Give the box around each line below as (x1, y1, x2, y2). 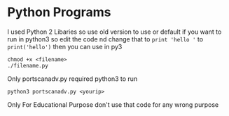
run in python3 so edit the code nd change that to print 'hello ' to (7, 34, 204, 43)
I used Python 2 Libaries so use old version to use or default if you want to (7, 27, 222, 36)
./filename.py (7, 62, 49, 69)
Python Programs (7, 4, 111, 20)
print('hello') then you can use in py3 (7, 42, 123, 51)
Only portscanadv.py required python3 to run (7, 75, 138, 83)
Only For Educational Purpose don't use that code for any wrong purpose (7, 100, 219, 109)
